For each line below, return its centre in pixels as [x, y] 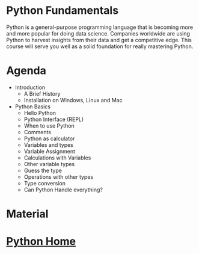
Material [27, 214]
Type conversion [45, 183]
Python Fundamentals [63, 11]
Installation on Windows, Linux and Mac [73, 100]
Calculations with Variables [57, 158]
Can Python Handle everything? [63, 190]
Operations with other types [59, 177]
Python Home [41, 242]
